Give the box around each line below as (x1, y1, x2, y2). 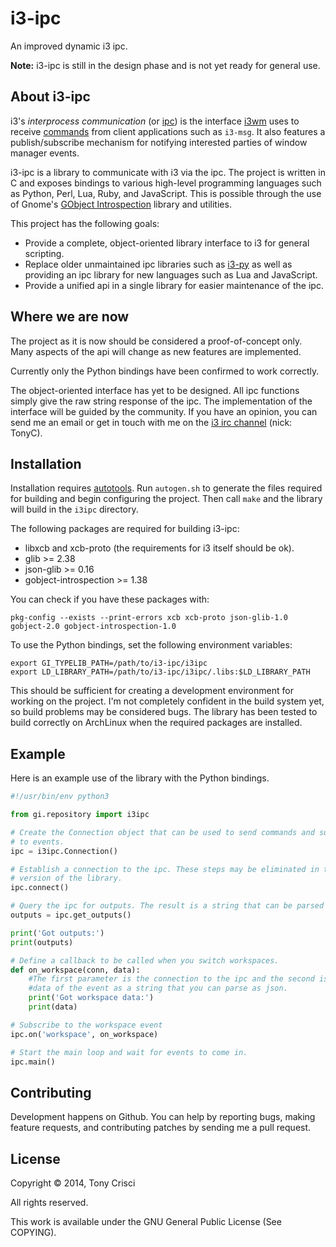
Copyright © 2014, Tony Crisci (10, 1177, 136, 1189)
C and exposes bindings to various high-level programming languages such (10, 177, 322, 189)
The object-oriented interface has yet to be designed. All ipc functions (10, 384, 300, 396)
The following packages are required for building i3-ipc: (10, 523, 240, 535)
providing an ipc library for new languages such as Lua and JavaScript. (24, 268, 318, 281)
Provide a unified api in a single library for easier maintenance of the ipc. (24, 279, 324, 291)
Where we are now (10, 308, 130, 326)
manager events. (10, 147, 80, 159)
